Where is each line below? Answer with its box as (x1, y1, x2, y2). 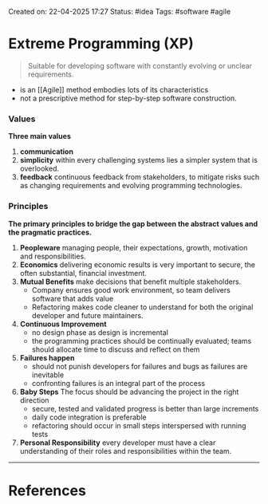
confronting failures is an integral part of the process (31, 378, 206, 388)
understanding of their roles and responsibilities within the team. (19, 446, 232, 455)
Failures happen (19, 352, 75, 362)
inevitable (31, 370, 65, 380)
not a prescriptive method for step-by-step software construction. (19, 93, 237, 103)
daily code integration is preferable (31, 412, 147, 422)
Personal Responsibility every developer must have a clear (19, 438, 216, 447)
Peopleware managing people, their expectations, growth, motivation (19, 242, 248, 252)
